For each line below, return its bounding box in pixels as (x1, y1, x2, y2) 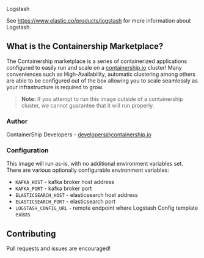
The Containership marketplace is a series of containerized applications (6, 57, 188, 65)
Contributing (6, 229, 56, 239)
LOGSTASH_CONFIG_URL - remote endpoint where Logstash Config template (15, 204, 199, 212)
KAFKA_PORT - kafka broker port (15, 185, 92, 192)
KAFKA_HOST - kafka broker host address (15, 179, 115, 186)
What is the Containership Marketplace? (6, 41, 164, 51)
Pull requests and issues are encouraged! (6, 245, 111, 252)
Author (6, 117, 28, 125)
